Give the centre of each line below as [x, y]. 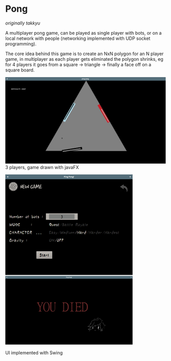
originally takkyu [23, 23]
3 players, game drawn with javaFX [42, 167]
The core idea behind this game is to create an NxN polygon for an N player [84, 54]
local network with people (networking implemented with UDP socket [78, 38]
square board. [20, 70]
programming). [21, 43]
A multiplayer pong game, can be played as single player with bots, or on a [83, 33]
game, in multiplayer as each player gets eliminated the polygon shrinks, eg [84, 59]
